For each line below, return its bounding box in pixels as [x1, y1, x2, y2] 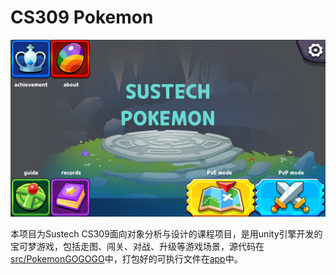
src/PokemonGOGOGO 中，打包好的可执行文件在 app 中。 [10, 253, 243, 265]
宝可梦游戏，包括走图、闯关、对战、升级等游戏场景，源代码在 [10, 241, 265, 253]
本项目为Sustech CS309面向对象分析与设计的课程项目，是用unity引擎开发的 [10, 228, 323, 240]
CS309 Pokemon [10, 6, 154, 29]
